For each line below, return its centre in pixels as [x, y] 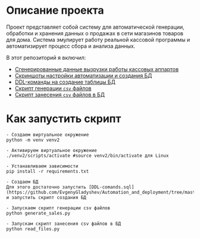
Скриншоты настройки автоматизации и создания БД [83, 75]
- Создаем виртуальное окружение [48, 135]
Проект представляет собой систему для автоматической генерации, [95, 27]
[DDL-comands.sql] [111, 187]
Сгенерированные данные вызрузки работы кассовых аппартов [97, 69]
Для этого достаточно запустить [46, 187]
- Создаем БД [22, 182]
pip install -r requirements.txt [48, 171]
